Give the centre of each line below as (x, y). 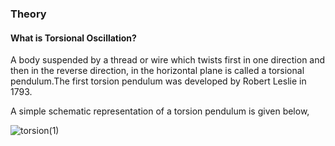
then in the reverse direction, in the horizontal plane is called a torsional (157, 71)
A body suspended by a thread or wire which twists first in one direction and (168, 60)
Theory (28, 14)
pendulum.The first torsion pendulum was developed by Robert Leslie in (158, 81)
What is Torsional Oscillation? (73, 38)
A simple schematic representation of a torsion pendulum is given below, (160, 111)
